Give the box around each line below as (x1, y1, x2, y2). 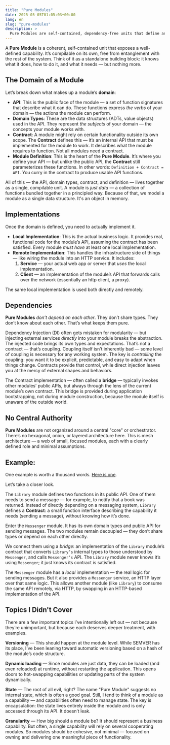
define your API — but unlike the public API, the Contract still (12, 158, 140, 165)
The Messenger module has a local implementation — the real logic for (5, 569, 150, 575)
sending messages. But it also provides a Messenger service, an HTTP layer (5, 575, 161, 581)
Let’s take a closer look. (5, 481, 55, 488)
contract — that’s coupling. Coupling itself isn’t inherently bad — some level (5, 346, 163, 352)
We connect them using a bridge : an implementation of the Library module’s (5, 543, 165, 549)
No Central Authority (5, 413, 72, 422)
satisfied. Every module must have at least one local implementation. (12, 244, 156, 250)
